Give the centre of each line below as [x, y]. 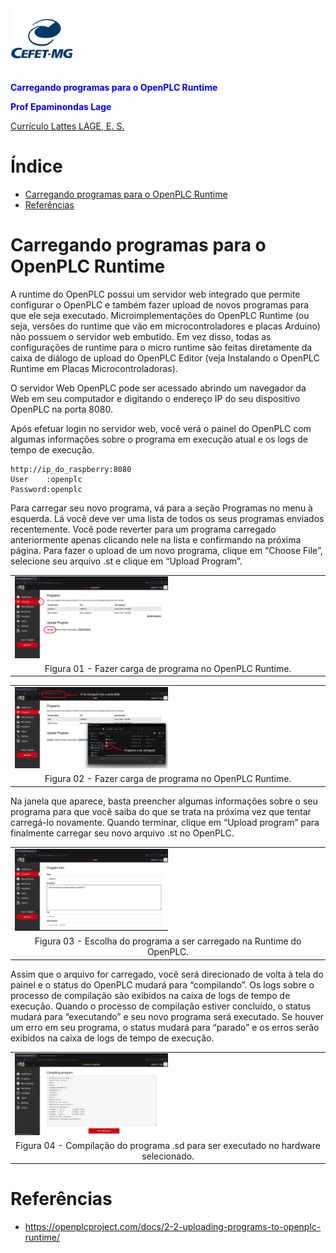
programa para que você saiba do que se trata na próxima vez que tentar [161, 811]
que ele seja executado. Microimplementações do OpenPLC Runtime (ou [160, 315]
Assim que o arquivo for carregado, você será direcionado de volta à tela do [167, 974]
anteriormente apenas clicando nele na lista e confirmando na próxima [156, 539]
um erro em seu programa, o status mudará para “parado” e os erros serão [165, 1027]
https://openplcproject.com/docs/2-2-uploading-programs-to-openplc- [173, 1227]
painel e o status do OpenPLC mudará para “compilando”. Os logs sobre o [162, 984]
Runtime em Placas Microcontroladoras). [94, 368]
